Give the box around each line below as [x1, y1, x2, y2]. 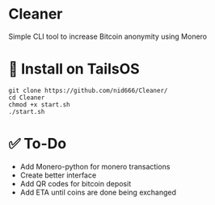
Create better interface [19, 170, 97, 180]
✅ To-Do [8, 135, 67, 153]
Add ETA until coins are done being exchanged [19, 187, 176, 197]
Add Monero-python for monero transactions [19, 161, 171, 171]
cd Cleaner [8, 94, 45, 102]
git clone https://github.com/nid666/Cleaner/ [8, 86, 168, 94]
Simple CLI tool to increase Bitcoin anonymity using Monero [8, 31, 208, 41]
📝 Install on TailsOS [8, 60, 140, 78]
